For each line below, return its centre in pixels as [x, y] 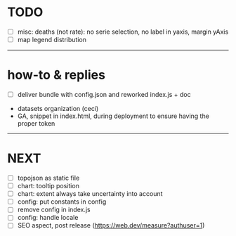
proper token [36, 124]
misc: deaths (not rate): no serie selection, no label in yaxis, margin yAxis [123, 32]
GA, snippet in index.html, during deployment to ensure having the [113, 116]
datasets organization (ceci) [58, 109]
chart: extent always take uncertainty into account [90, 194]
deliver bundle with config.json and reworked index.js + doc [104, 94]
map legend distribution [52, 40]
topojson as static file [48, 178]
